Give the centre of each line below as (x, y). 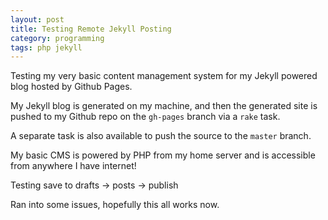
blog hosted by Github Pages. (71, 87)
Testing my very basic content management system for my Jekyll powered (164, 76)
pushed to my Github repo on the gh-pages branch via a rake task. (145, 117)
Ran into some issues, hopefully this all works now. (115, 205)
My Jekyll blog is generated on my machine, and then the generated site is (164, 106)
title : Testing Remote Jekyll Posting (91, 29)
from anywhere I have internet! (73, 166)
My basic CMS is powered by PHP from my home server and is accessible (163, 155)
